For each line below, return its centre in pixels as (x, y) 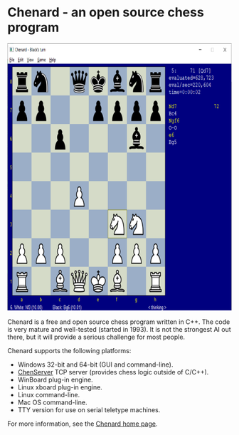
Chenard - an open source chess (106, 12)
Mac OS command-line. (52, 402)
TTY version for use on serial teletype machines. (89, 409)
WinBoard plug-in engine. (55, 379)
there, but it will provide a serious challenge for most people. (96, 337)
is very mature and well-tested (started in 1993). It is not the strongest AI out (119, 329)
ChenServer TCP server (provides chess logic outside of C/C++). (113, 372)
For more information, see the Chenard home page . (83, 424)
